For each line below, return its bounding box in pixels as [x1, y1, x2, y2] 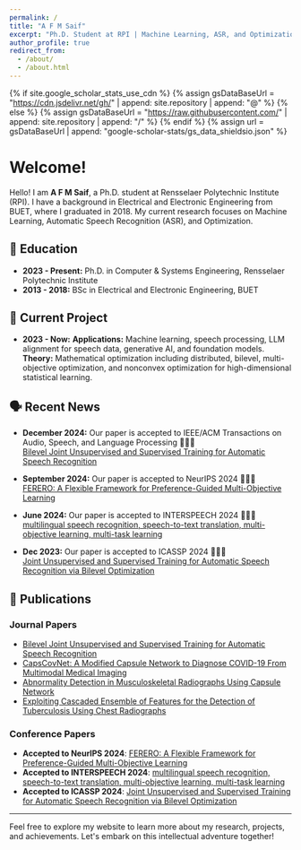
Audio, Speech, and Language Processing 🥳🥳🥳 [21, 437, 195, 448]
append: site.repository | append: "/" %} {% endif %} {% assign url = [9, 116, 264, 126]
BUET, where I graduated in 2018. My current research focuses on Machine [9, 205, 288, 216]
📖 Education [9, 241, 78, 256]
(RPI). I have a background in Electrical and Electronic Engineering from [9, 196, 273, 207]
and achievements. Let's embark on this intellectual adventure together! [9, 831, 275, 842]
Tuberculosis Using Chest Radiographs [21, 705, 167, 716]
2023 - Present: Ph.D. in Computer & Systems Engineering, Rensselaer [21, 265, 285, 276]
